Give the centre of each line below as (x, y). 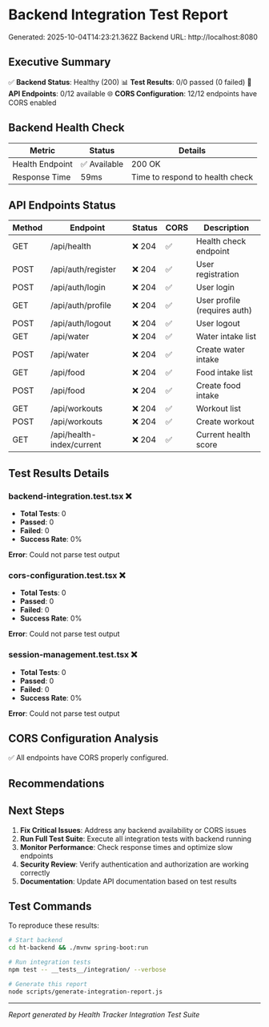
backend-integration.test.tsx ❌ (70, 496)
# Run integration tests (50, 962)
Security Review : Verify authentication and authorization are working (134, 864)
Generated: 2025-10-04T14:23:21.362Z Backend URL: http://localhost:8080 (133, 37)
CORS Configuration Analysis (83, 739)
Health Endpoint (43, 164)
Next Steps (36, 811)
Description (227, 228)
